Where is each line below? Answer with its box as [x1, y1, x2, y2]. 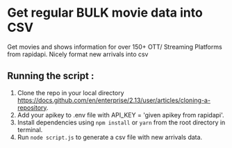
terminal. [17, 125, 43, 133]
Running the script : [7, 70, 94, 82]
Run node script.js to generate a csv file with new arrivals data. [17, 133, 203, 141]
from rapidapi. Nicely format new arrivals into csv [7, 50, 149, 58]
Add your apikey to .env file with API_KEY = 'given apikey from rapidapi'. [17, 110, 224, 119]
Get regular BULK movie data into [7, 5, 203, 21]
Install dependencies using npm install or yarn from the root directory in [17, 118, 226, 126]
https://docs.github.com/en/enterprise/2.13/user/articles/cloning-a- [17, 96, 210, 104]
